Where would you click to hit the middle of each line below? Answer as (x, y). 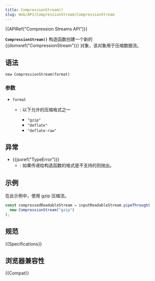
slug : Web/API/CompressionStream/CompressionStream (60, 15)
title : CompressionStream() (34, 10)
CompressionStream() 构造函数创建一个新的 (49, 39)
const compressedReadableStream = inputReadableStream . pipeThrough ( (78, 205)
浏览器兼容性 (25, 261)
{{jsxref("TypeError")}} (36, 160)
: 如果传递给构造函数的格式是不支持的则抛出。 (67, 165)
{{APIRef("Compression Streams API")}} (46, 29)
